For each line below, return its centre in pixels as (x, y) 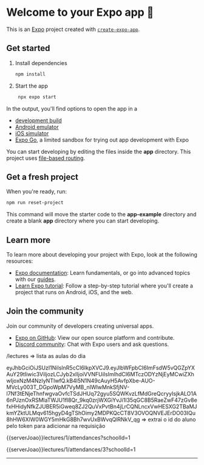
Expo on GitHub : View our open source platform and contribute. (95, 337)
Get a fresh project (42, 177)
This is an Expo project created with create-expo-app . (73, 29)
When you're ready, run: (36, 191)
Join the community (45, 312)
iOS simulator (32, 133)
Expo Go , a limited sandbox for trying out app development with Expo (102, 140)
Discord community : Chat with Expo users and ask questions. (92, 344)
